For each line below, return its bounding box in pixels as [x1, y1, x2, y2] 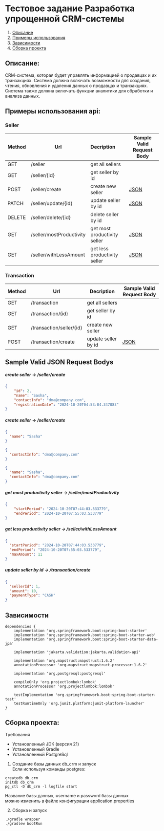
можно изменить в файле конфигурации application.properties [5, 798, 135, 804]
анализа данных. [5, 93, 40, 99]
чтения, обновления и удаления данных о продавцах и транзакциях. [5, 83, 148, 88]
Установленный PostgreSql [12, 751, 68, 757]
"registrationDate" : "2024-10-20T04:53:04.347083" [14, 402, 119, 407]
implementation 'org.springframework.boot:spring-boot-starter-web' [14, 633, 156, 638]
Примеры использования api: [5, 107, 101, 115]
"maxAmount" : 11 [9, 552, 42, 557]
